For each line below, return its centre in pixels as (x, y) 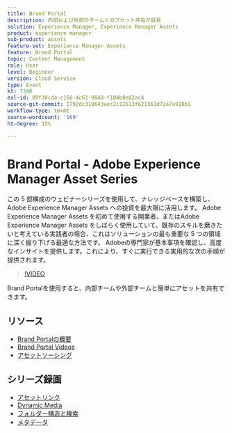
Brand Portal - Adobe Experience (104, 164)
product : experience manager (49, 33)
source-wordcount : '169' (43, 117)
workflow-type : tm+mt (39, 111)
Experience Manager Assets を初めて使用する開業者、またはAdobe (103, 216)
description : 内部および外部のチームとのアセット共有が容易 (84, 20)
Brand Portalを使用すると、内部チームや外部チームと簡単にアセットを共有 (113, 288)
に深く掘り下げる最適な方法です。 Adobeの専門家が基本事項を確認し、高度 (115, 243)
